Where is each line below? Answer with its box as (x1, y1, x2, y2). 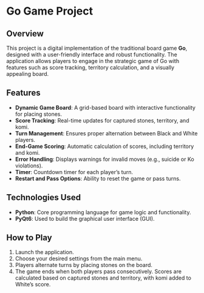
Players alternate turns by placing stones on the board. (15, 261, 153, 269)
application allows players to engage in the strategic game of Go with (6, 58, 180, 64)
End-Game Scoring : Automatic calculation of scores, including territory (15, 143, 194, 150)
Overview (6, 29, 44, 39)
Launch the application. (15, 249, 74, 256)
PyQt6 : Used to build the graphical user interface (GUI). (15, 215, 155, 222)
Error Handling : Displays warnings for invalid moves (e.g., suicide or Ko (15, 155, 194, 163)
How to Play (6, 232, 53, 243)
